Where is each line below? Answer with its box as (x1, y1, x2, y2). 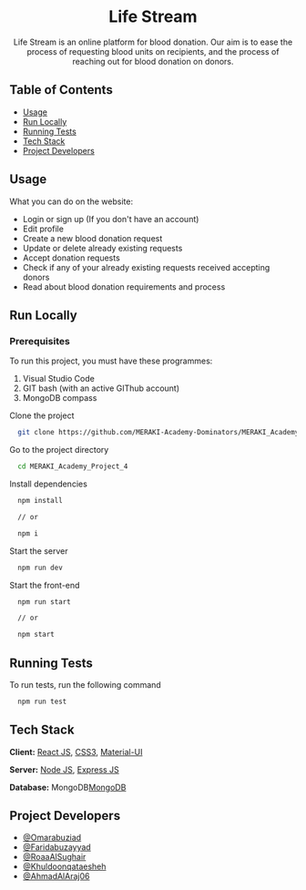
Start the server (9, 545, 68, 557)
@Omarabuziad (22, 832, 82, 844)
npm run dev (17, 563, 64, 572)
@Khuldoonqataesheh (22, 861, 107, 872)
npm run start (17, 597, 71, 607)
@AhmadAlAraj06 (22, 871, 90, 882)
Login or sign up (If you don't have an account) (22, 213, 199, 224)
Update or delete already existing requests (22, 242, 183, 253)
